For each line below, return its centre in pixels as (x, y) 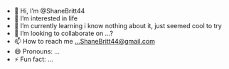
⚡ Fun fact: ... (33, 59)
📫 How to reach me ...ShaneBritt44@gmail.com (84, 41)
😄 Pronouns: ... (37, 51)
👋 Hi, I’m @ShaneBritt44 (49, 11)
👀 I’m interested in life (46, 18)
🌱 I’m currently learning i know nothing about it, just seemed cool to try (118, 26)
